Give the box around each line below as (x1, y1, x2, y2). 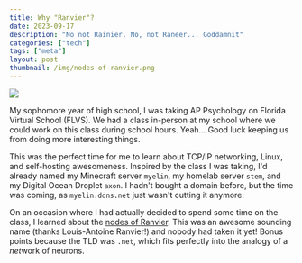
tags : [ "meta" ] (9, 47, 67, 56)
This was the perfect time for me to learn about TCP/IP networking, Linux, (9, 150, 284, 162)
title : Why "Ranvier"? (9, 13, 95, 23)
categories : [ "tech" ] (9, 38, 91, 48)
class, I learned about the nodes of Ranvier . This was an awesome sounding (9, 216, 292, 227)
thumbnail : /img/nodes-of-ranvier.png (9, 64, 155, 73)
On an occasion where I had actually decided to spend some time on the (9, 206, 279, 217)
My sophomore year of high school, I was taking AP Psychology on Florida (9, 104, 287, 115)
